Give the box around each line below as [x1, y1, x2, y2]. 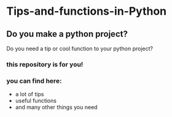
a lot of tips [15, 91, 44, 98]
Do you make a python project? [6, 29, 128, 39]
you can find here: [6, 77, 62, 85]
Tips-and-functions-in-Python [6, 4, 167, 18]
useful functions [15, 97, 57, 105]
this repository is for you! [6, 60, 84, 69]
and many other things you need [15, 104, 98, 111]
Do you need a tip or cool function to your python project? [6, 45, 154, 52]
